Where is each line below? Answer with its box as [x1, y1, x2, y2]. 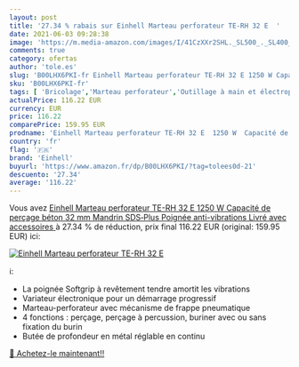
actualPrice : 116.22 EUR [9, 95, 101, 105]
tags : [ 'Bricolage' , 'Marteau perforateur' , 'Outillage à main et [9, 87, 256, 96]
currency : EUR [9, 104, 62, 113]
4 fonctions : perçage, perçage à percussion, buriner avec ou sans [21, 312, 267, 323]
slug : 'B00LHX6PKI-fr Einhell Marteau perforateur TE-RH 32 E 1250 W [9, 71, 273, 80]
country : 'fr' [9, 137, 62, 146]
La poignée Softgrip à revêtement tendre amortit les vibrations [21, 283, 251, 294]
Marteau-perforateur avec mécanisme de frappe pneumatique [21, 303, 251, 314]
